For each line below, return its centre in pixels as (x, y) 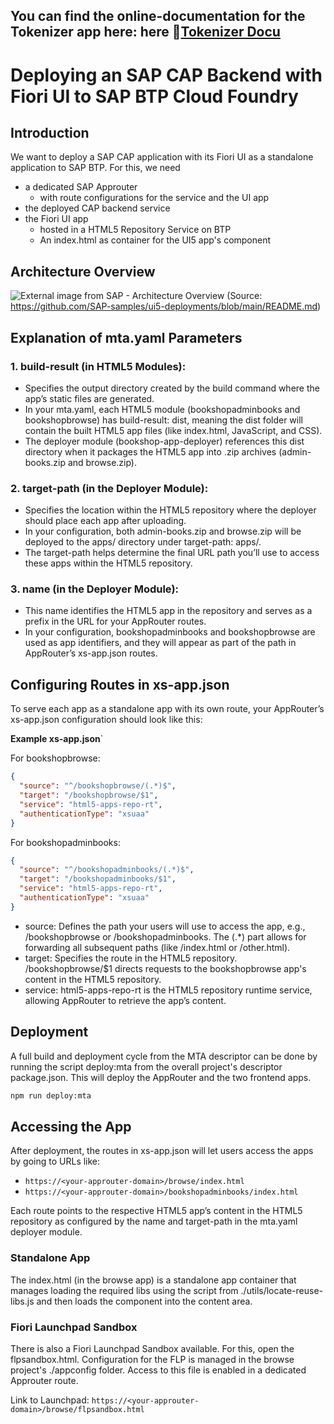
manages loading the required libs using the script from (124, 1290)
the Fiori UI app (56, 219)
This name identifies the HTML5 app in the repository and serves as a (168, 611)
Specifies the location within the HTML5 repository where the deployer (170, 510)
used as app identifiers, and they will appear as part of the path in (160, 643)
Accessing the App (71, 1126)
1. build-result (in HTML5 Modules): (98, 366)
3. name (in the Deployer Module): (95, 589)
